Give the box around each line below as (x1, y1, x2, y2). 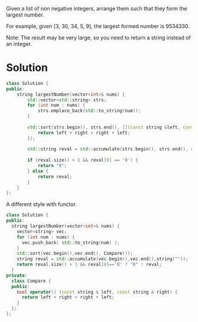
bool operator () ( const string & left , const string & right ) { (16, 289, 178, 295)
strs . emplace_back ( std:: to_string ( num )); (37, 108, 141, 114)
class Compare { (11, 278, 51, 284)
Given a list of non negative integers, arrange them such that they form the (6, 5, 187, 12)
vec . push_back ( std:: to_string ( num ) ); (21, 239, 120, 245)
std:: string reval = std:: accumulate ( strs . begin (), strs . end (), (27, 146, 189, 152)
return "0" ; (37, 163, 67, 169)
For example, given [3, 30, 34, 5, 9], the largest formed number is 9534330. (6, 23, 190, 29)
